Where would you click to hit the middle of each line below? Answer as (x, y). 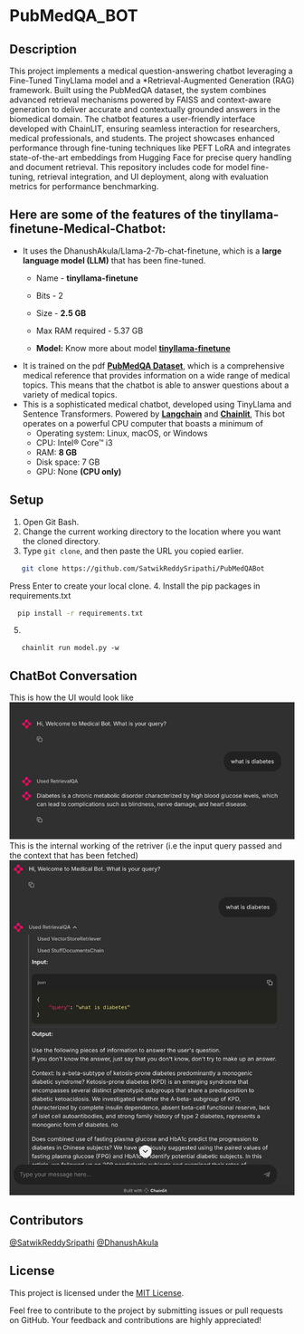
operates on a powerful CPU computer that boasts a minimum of (143, 423)
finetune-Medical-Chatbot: (88, 229)
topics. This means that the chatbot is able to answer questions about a (156, 385)
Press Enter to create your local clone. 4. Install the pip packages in (135, 586)
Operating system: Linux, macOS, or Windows (122, 433)
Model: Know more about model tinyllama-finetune (133, 348)
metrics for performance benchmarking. (84, 186)
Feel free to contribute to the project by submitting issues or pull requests (146, 1310)
